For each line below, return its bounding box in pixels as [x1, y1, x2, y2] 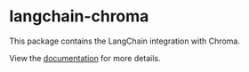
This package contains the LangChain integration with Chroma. [9, 36, 240, 46]
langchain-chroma [9, 6, 149, 27]
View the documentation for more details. [9, 52, 161, 63]
